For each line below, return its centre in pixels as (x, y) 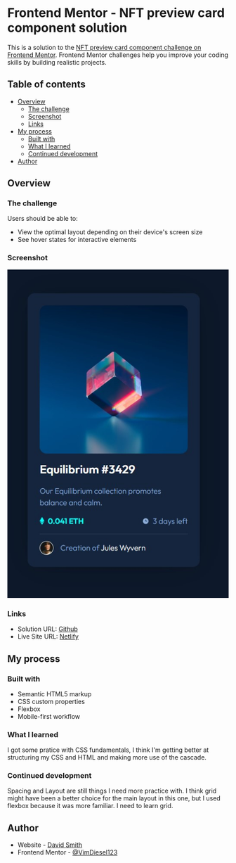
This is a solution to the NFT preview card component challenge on (104, 47)
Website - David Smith (50, 845)
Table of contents (46, 85)
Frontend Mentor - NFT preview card (116, 13)
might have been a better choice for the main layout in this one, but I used (114, 798)
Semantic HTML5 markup (54, 693)
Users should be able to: (43, 219)
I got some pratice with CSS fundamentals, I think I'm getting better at (108, 750)
